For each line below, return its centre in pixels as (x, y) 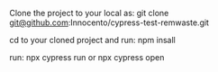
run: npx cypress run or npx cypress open (87, 57)
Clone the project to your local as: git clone (89, 13)
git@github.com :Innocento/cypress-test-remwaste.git (109, 22)
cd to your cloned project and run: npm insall (92, 40)
